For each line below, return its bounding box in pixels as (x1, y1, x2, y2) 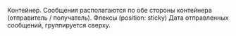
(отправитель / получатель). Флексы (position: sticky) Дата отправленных (7, 13, 229, 22)
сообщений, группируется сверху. (7, 21, 111, 29)
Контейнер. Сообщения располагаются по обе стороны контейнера (7, 6, 213, 14)
